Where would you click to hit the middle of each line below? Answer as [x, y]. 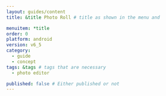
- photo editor [31, 73]
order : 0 [17, 34]
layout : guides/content [36, 12]
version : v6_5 [24, 45]
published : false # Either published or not [63, 84]
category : [19, 51]
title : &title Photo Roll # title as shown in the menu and [83, 17]
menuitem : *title [28, 28]
